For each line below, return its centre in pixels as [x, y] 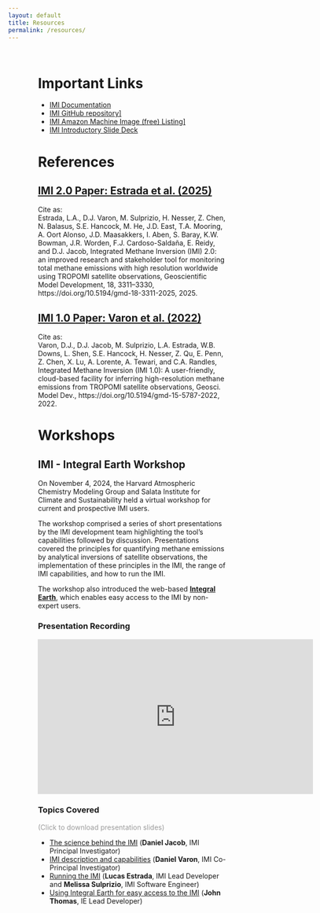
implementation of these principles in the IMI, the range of [132, 565]
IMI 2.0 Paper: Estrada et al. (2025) [125, 191]
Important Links [91, 83]
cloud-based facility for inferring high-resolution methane [131, 379]
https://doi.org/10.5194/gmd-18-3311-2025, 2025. [118, 293]
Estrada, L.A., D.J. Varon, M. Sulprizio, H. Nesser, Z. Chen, [132, 218]
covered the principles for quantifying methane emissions [131, 549]
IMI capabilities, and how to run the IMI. [102, 574]
